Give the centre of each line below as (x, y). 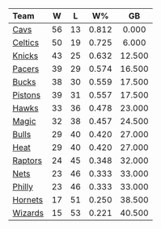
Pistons (27, 95)
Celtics (25, 42)
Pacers (26, 69)
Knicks (25, 56)
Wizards (28, 213)
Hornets (28, 200)
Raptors (28, 160)
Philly (23, 187)
